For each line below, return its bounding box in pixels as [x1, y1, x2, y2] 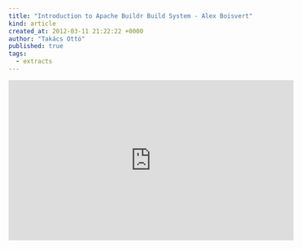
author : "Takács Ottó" [8, 34, 85, 43]
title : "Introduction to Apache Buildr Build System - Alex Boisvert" [8, 11, 253, 20]
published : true [8, 42, 63, 50]
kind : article [8, 20, 57, 28]
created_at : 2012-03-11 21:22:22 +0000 [8, 27, 144, 35]
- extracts [15, 58, 53, 66]
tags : [8, 50, 27, 58]
